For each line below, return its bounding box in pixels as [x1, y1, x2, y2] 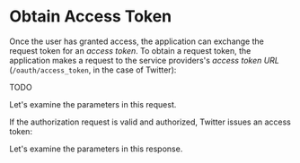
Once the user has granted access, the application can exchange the [9, 36, 265, 47]
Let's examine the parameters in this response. [9, 143, 183, 154]
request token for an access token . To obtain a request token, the [9, 45, 251, 56]
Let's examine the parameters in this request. [9, 99, 177, 109]
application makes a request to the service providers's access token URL [9, 55, 280, 65]
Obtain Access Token [9, 6, 172, 27]
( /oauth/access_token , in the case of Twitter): [9, 64, 177, 75]
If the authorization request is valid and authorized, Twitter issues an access [9, 116, 292, 127]
